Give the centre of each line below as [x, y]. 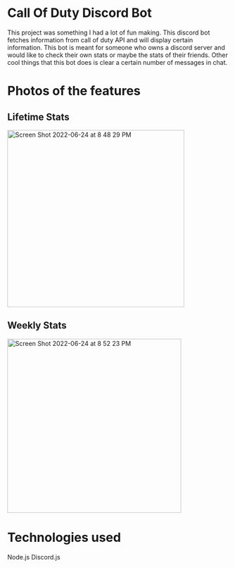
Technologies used [64, 537]
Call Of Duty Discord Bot [80, 13]
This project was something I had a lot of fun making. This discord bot [109, 32]
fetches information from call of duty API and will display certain [100, 39]
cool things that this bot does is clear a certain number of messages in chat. [118, 62]
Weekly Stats [37, 326]
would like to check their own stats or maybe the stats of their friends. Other [118, 55]
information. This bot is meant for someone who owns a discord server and [116, 47]
